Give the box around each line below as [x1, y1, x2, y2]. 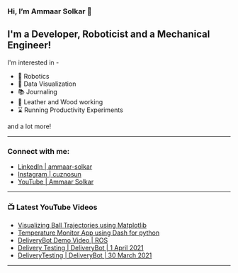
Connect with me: [7, 146, 70, 156]
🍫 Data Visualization [17, 79, 76, 88]
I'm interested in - [7, 58, 59, 67]
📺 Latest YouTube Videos [7, 202, 98, 212]
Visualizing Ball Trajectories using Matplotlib [17, 221, 147, 230]
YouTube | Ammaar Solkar [17, 177, 94, 186]
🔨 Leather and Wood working [17, 97, 103, 106]
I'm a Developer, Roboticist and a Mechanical [7, 28, 210, 40]
